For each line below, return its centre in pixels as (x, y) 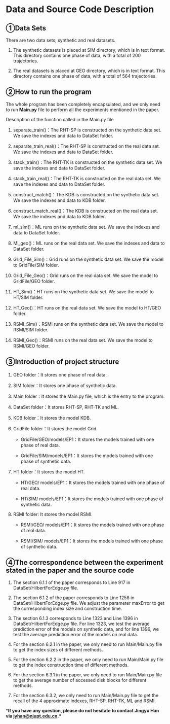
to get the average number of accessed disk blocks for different (80, 680)
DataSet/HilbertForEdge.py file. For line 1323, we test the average (81, 624)
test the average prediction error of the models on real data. (75, 635)
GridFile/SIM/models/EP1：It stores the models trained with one (87, 456)
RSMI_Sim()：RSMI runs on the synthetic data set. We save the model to (88, 324)
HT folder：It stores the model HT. (49, 472)
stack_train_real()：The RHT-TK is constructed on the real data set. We (87, 178)
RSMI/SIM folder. (31, 330)
